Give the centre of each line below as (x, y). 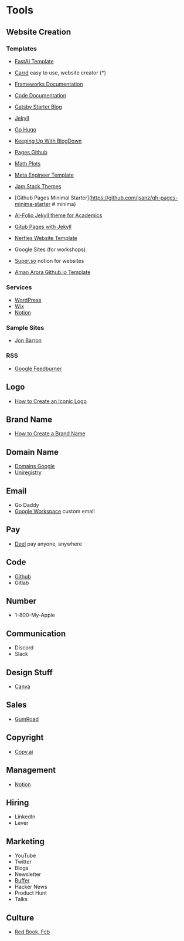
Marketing (25, 842)
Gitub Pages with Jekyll (43, 226)
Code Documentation (40, 95)
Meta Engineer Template (44, 175)
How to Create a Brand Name (50, 434)
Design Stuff (29, 672)
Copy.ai (24, 752)
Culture (20, 918)
